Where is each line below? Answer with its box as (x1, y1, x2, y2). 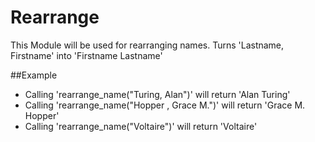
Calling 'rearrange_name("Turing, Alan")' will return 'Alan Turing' (24, 88, 291, 100)
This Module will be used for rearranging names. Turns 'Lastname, (10, 39, 285, 51)
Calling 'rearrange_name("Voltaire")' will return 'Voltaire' (24, 120, 258, 132)
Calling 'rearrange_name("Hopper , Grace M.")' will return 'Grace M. (24, 99, 306, 111)
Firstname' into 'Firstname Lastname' (10, 49, 163, 61)
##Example (10, 69, 58, 81)
